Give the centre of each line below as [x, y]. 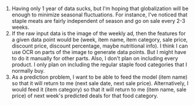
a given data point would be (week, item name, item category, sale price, [100, 40]
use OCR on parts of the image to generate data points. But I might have [99, 52]
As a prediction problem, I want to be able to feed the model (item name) [100, 77]
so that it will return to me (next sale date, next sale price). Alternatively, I [100, 83]
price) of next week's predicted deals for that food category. [85, 96]
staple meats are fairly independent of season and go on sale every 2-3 [98, 21]
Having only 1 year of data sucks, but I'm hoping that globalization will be [100, 9]
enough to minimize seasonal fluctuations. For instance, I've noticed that [99, 15]
